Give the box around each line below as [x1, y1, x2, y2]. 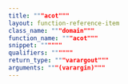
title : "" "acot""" [8, 11, 70, 20]
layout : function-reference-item [8, 19, 120, 27]
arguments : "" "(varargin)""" [8, 64, 106, 72]
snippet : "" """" [8, 42, 62, 50]
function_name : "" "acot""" [8, 34, 98, 42]
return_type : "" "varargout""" [8, 57, 110, 65]
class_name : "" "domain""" [8, 26, 94, 34]
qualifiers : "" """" [8, 49, 74, 57]
